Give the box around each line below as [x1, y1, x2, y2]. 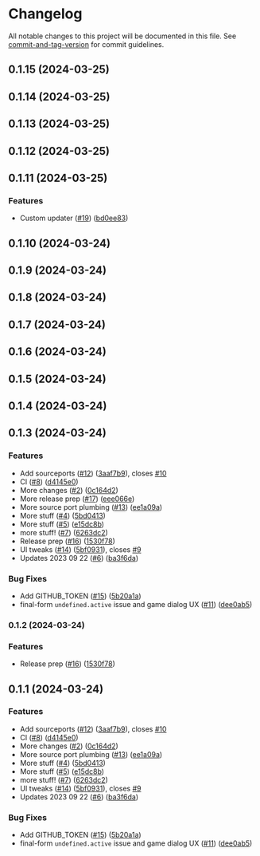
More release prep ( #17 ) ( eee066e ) [19, 494, 135, 503]
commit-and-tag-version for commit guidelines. [8, 39, 165, 49]
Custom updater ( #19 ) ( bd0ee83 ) [19, 213, 129, 223]
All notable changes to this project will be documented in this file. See [8, 31, 237, 41]
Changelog [8, 5, 83, 23]
